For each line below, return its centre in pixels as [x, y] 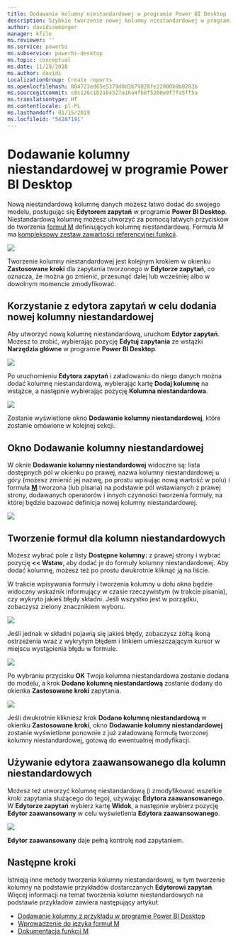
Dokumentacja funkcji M [53, 931]
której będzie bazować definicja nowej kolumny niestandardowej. [102, 503]
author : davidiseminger [42, 27]
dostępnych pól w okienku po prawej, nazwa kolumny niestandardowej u [113, 472]
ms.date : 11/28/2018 [38, 67]
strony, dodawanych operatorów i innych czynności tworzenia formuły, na [115, 495]
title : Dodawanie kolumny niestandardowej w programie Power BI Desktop [117, 14]
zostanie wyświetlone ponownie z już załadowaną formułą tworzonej [108, 733]
